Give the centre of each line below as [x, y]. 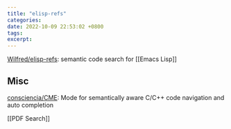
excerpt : [20, 40]
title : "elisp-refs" [37, 14]
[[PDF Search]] [29, 118]
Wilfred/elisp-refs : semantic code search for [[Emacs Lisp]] [92, 59]
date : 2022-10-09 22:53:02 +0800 [55, 26]
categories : [24, 20]
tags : [15, 33]
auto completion [31, 105]
